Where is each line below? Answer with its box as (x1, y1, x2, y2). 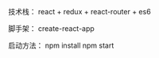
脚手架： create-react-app (8, 24, 95, 33)
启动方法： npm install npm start (8, 41, 114, 50)
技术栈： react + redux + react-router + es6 (8, 7, 151, 16)
